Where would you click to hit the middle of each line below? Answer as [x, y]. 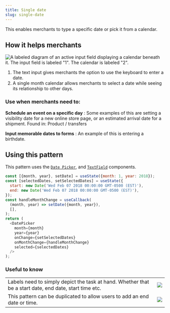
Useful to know [24, 269]
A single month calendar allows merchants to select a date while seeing [87, 83]
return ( [14, 219]
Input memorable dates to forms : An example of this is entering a [75, 133]
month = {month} [29, 228]
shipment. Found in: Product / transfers [46, 124]
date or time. [23, 303]
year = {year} [27, 233]
